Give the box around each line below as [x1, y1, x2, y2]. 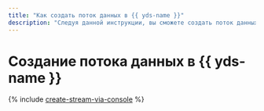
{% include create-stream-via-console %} [8, 95, 145, 104]
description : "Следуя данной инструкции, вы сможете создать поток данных [8, 19, 258, 27]
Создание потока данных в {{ [8, 52, 212, 70]
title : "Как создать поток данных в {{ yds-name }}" [8, 11, 185, 20]
